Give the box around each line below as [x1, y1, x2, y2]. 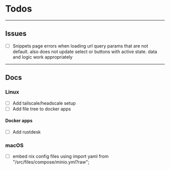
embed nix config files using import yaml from [12, 153, 109, 159]
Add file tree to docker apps [12, 106, 71, 112]
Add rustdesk [12, 129, 41, 135]
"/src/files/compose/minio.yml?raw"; [12, 159, 90, 165]
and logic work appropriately [12, 54, 73, 60]
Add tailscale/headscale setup [12, 100, 76, 106]
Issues [5, 29, 27, 38]
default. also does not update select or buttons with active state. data [12, 49, 157, 55]
